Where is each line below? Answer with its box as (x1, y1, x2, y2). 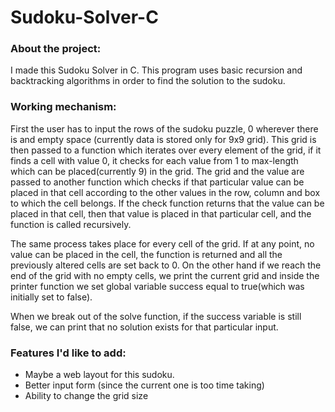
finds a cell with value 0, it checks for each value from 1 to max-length (10, 154, 299, 166)
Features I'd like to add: (10, 346, 127, 360)
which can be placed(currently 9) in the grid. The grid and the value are (10, 165, 305, 177)
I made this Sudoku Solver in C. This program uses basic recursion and (10, 64, 303, 76)
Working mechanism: (10, 100, 117, 114)
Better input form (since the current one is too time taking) (24, 379, 265, 391)
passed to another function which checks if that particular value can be (10, 176, 305, 188)
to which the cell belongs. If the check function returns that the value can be (10, 197, 325, 209)
